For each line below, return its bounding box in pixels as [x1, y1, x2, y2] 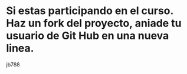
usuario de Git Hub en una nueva [6, 29, 169, 42]
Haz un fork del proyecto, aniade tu [6, 16, 182, 30]
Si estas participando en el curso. [6, 4, 174, 18]
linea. [6, 42, 34, 55]
